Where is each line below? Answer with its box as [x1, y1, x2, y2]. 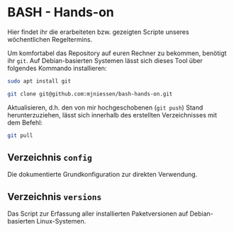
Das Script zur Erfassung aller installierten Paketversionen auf [7, 209, 189, 218]
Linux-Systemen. [36, 217, 87, 226]
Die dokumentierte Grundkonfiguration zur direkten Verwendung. [7, 170, 198, 179]
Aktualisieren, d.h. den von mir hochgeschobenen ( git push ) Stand [7, 103, 204, 112]
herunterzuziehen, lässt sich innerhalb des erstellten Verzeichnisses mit [7, 110, 218, 119]
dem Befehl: [7, 118, 43, 127]
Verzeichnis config [7, 151, 92, 163]
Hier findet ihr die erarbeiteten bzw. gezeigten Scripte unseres [7, 28, 189, 36]
